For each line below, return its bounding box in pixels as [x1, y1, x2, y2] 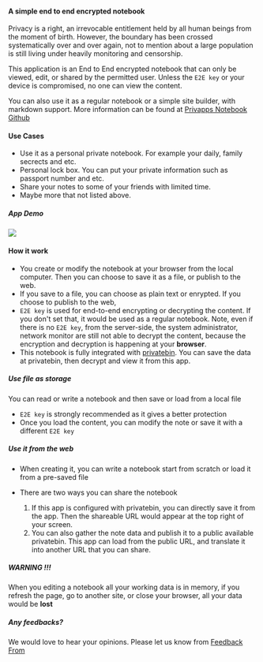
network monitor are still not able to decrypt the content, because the [19, 331, 246, 340]
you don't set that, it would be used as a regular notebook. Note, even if [19, 314, 254, 324]
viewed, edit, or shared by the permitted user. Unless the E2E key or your [8, 73, 245, 82]
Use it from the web [8, 444, 73, 454]
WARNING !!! [8, 563, 51, 572]
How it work [8, 245, 49, 256]
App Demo [8, 209, 44, 218]
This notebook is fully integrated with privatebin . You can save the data [19, 347, 251, 357]
